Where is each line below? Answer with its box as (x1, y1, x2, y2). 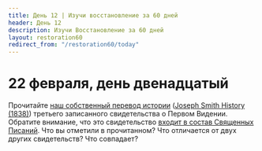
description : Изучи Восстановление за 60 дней (8, 26, 164, 34)
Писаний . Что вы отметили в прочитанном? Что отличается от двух (8, 126, 237, 135)
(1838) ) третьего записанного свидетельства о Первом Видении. (8, 109, 228, 119)
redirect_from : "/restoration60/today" (8, 41, 140, 49)
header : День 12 (8, 19, 62, 27)
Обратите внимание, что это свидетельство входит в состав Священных (8, 117, 254, 127)
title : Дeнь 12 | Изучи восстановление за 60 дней (8, 11, 178, 20)
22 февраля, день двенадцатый (8, 75, 229, 93)
